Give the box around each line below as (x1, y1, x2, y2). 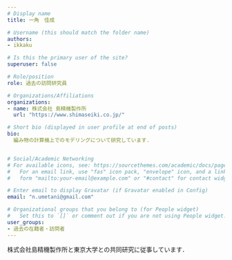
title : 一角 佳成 (7, 17, 55, 24)
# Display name (7, 10, 51, 17)
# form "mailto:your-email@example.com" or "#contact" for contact (7, 174, 212, 182)
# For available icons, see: (7, 162, 91, 169)
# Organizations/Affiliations (7, 92, 95, 99)
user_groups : (7, 219, 45, 225)
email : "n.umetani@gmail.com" (7, 194, 95, 201)
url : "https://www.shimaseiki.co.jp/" (13, 111, 126, 118)
